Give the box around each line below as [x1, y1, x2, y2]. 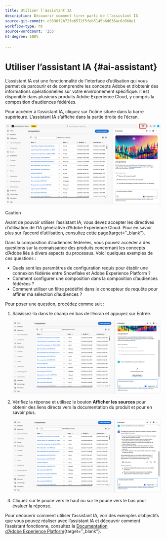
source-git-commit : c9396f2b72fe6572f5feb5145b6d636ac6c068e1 [5, 18, 136, 23]
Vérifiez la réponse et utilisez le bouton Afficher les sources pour [12, 399, 146, 404]
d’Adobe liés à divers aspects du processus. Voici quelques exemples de [5, 250, 153, 256]
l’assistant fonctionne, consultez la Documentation [5, 523, 108, 529]
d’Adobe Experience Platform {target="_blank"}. [5, 529, 101, 535]
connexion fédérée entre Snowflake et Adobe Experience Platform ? [12, 270, 151, 276]
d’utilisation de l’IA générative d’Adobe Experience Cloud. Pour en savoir [5, 225, 152, 231]
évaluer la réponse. [12, 503, 52, 509]
